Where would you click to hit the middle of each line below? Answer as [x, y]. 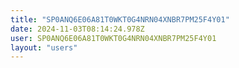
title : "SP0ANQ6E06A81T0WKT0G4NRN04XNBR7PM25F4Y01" [120, 19]
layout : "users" [44, 47]
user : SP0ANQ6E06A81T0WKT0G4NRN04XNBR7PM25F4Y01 [113, 38]
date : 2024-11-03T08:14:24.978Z [77, 29]
